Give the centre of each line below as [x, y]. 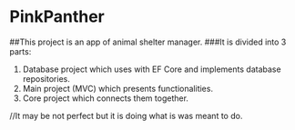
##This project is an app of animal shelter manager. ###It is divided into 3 [148, 42]
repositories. [46, 78]
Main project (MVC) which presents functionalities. [118, 88]
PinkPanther [57, 17]
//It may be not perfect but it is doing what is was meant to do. [126, 115]
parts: [20, 51]
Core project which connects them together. [106, 98]
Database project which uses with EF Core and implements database [152, 69]
